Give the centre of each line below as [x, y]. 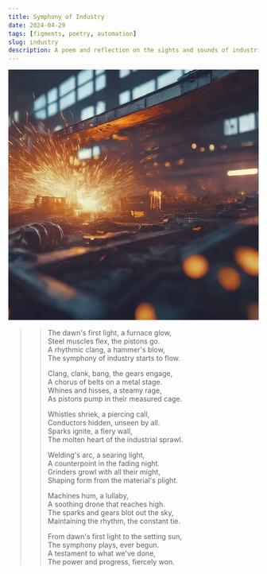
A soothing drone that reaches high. [106, 504]
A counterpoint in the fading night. [104, 463]
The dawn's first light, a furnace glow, [110, 333]
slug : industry [33, 42]
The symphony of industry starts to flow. [114, 359]
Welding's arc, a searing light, [96, 455]
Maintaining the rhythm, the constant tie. [114, 522]
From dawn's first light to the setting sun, [115, 537]
